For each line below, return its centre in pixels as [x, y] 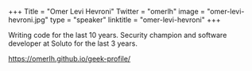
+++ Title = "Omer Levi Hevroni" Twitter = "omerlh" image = [107, 11]
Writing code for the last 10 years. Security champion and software [118, 35]
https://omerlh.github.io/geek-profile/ [70, 59]
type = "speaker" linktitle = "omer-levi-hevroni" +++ [136, 20]
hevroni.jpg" [29, 20]
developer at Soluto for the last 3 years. [73, 43]
